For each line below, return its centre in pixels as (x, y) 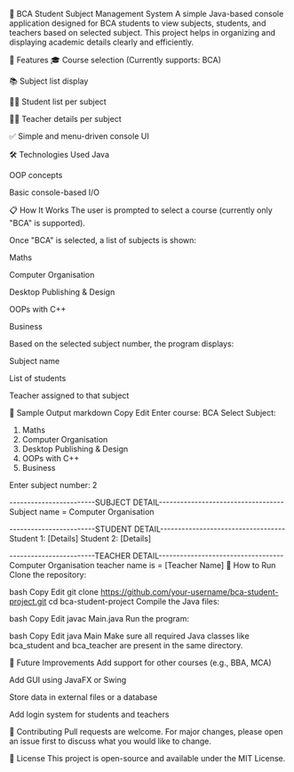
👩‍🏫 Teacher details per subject (65, 119)
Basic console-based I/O (55, 192)
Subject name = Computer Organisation (82, 512)
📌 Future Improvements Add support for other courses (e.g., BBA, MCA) (140, 662)
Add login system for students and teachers (89, 714)
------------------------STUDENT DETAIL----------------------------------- (147, 529)
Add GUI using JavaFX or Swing (68, 680)
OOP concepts (36, 175)
